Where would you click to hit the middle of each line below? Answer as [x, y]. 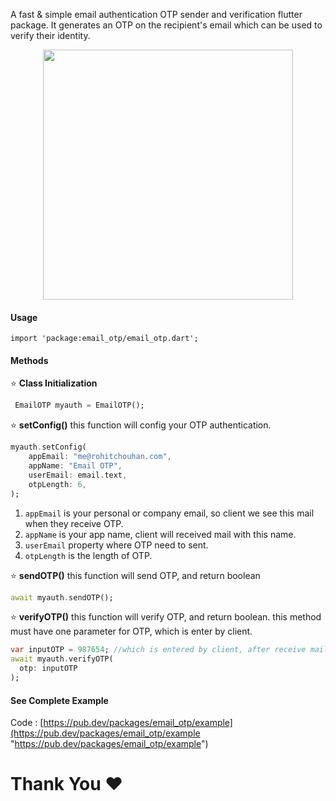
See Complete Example [59, 700]
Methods [29, 360]
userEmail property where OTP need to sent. [116, 545]
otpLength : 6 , [57, 484]
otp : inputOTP [48, 669]
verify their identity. [50, 35]
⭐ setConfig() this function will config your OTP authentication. [141, 425]
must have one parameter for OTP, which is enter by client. [131, 631]
